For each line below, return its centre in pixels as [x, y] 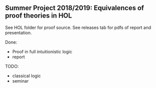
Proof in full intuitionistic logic [42, 51]
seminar [20, 81]
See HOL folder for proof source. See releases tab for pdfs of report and [78, 27]
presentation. [18, 33]
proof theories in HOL [39, 16]
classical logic [26, 76]
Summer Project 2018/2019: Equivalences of [75, 8]
